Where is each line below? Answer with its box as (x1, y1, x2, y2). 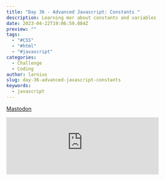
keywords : (6, 83, 32, 89)
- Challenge (12, 60, 43, 66)
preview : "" (6, 26, 37, 32)
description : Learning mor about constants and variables (6, 15, 156, 21)
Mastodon (6, 105, 32, 112)
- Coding (12, 65, 34, 72)
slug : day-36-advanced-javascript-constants (6, 77, 121, 83)
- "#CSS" (12, 37, 34, 43)
